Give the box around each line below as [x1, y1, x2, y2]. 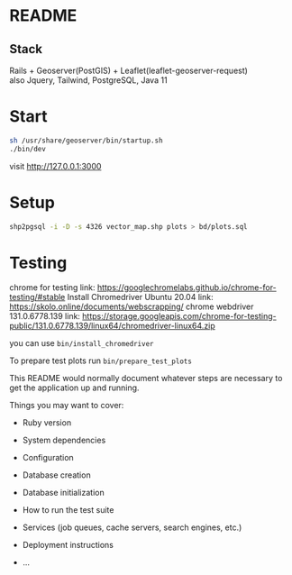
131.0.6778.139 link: [9, 311, 81, 322]
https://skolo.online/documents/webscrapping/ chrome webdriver [9, 301, 254, 312]
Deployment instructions [22, 540, 114, 551]
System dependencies [22, 434, 106, 446]
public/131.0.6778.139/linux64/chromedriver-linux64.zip [9, 321, 216, 332]
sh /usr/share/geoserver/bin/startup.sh [9, 136, 164, 145]
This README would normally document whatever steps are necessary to [9, 373, 283, 384]
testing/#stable [9, 292, 66, 303]
